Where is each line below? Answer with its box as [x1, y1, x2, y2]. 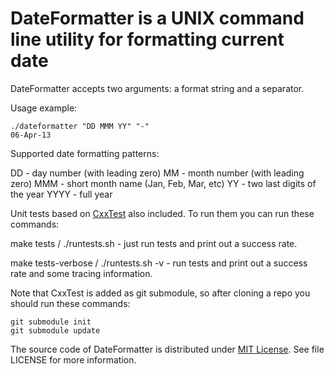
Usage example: [10, 102, 78, 114]
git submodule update [10, 325, 101, 336]
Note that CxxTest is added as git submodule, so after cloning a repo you [10, 287, 311, 299]
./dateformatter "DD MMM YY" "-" [10, 121, 150, 131]
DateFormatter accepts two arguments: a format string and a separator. [10, 82, 305, 94]
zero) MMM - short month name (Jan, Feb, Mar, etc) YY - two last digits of [10, 177, 317, 189]
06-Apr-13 [10, 130, 52, 140]
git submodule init [10, 317, 92, 327]
